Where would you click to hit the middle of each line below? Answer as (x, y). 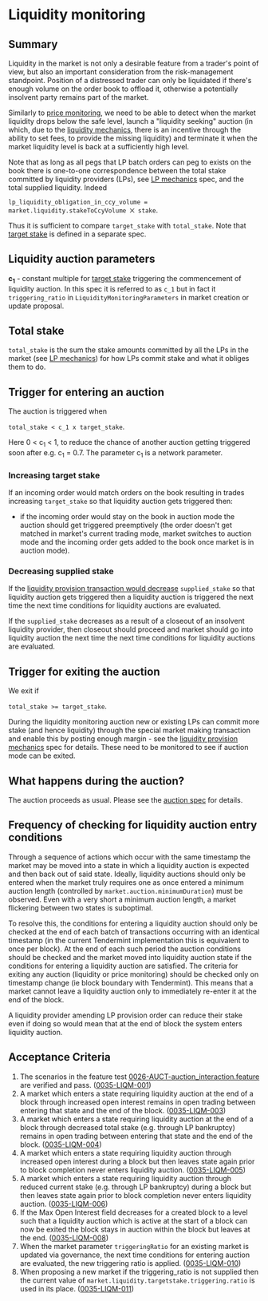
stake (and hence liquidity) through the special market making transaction (130, 730)
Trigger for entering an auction (87, 392)
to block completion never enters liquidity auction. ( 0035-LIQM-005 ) (132, 1170)
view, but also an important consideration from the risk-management (121, 72)
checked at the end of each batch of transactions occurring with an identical (134, 931)
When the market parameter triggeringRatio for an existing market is (134, 1246)
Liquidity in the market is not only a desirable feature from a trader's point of (134, 63)
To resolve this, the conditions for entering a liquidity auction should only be (133, 923)
